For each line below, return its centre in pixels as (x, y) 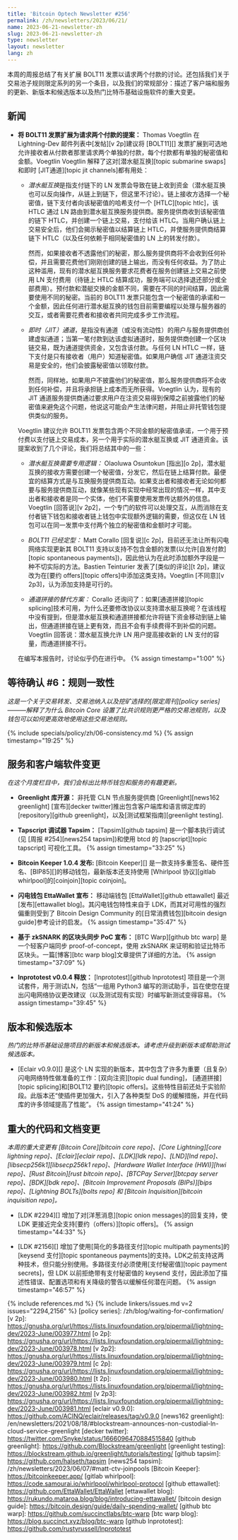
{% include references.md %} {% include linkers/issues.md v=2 (100, 1303)
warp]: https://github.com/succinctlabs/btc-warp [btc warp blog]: (103, 1513)
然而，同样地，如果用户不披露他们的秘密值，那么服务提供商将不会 (124, 380)
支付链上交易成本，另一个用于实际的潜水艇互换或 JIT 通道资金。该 (132, 439)
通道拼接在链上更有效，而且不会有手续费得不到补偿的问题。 (133, 625)
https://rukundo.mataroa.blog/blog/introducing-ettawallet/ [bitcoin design (114, 1498)
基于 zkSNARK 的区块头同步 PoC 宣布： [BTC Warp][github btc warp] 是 (122, 937)
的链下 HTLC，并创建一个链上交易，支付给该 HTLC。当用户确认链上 (127, 220)
